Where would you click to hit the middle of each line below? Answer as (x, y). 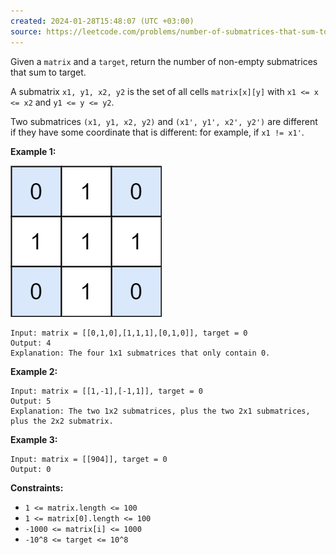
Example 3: (34, 439)
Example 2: (34, 371)
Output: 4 (31, 343)
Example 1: (33, 151)
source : (26, 31)
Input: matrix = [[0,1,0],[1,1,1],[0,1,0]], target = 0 (129, 333)
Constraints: (37, 487)
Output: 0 (31, 469)
